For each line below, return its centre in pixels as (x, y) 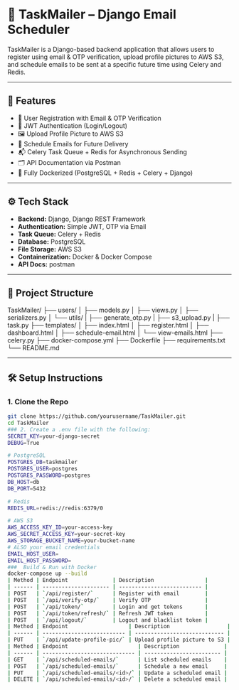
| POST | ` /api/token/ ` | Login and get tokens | (108, 607)
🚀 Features (32, 101)
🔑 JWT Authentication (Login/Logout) (73, 125)
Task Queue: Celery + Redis (59, 234)
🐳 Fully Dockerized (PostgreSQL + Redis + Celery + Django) (105, 173)
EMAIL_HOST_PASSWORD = (39, 561)
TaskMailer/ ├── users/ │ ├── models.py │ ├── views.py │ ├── (103, 310)
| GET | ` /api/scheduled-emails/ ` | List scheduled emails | (117, 659)
